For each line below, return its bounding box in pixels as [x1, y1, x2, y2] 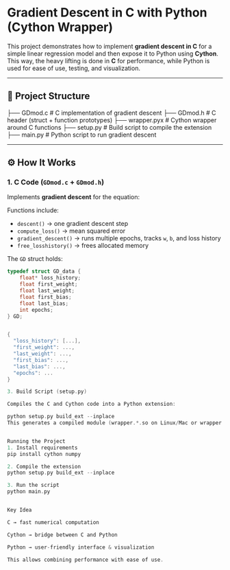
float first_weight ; [19, 281, 78, 288]
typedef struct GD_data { [7, 268, 81, 275]
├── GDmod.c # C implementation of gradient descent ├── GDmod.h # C [7, 109, 216, 117]
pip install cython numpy [7, 451, 81, 457]
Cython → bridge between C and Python [7, 531, 118, 538]
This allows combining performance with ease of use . [7, 556, 164, 563]
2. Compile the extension [7, 463, 81, 470]
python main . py [7, 488, 51, 495]
